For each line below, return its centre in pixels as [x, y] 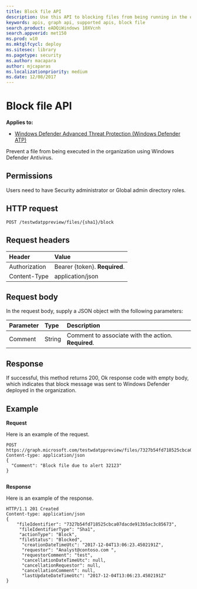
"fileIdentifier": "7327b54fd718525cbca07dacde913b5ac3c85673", [97, 524]
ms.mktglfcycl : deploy [34, 45]
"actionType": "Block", [48, 534]
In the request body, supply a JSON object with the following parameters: [95, 311]
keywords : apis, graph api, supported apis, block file [76, 22]
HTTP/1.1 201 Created [33, 509]
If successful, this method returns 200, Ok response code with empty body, [97, 378]
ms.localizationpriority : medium [47, 72]
